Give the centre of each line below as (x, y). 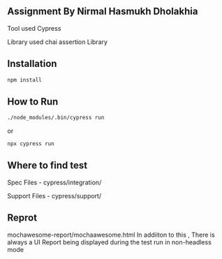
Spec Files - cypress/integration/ (54, 182)
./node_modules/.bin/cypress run (56, 118)
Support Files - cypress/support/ (54, 195)
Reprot (22, 218)
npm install (24, 80)
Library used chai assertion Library (58, 42)
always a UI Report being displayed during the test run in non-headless (109, 242)
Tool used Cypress (34, 28)
